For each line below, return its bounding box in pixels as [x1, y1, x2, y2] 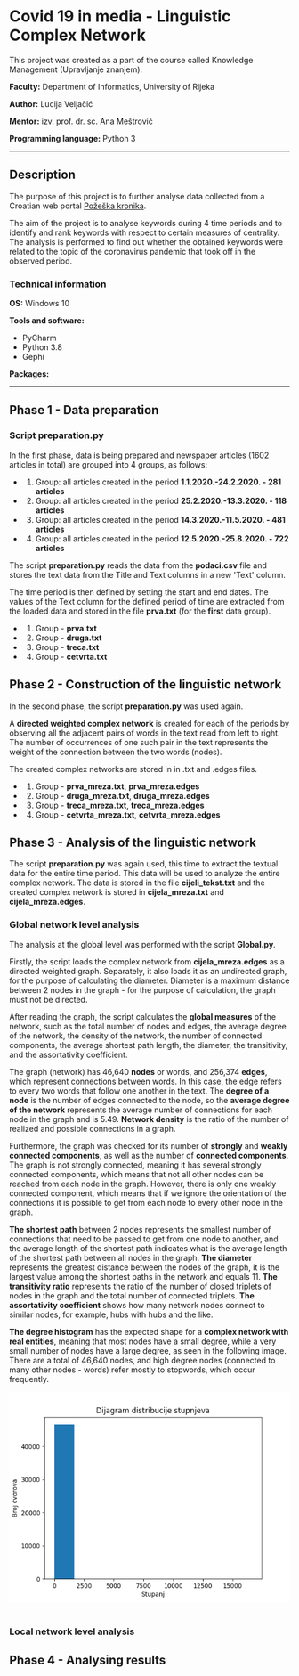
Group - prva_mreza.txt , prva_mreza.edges [35, 781, 200, 792]
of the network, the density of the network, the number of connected [9, 1030, 263, 1041]
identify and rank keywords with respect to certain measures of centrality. [9, 227, 280, 238]
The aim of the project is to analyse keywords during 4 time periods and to [9, 217, 283, 228]
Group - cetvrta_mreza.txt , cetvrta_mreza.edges [35, 809, 221, 820]
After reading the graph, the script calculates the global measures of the [9, 1011, 277, 1021]
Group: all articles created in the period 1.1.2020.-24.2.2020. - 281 [35, 476, 282, 487]
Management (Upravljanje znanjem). [9, 64, 143, 75]
